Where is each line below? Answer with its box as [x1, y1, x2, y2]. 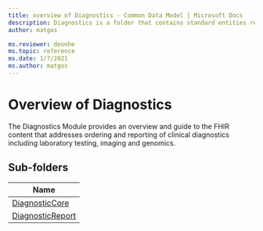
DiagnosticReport [12, 210, 77, 221]
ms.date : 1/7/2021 [8, 55, 68, 63]
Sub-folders [8, 161, 69, 175]
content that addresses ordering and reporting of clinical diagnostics [8, 130, 229, 139]
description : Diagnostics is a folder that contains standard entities [8, 19, 247, 27]
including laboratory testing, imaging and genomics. [8, 138, 176, 147]
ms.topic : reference [8, 48, 76, 56]
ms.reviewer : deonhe [8, 40, 76, 48]
